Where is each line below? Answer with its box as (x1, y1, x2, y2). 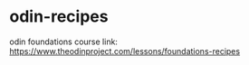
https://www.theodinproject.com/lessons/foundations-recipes (9, 45, 241, 56)
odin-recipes (9, 6, 109, 27)
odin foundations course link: (9, 36, 118, 47)
